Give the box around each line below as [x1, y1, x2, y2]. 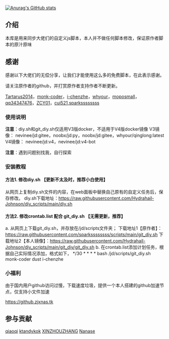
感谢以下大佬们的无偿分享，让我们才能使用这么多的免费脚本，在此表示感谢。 [5, 72, 164, 78]
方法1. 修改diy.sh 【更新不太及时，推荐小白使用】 [5, 177, 108, 183]
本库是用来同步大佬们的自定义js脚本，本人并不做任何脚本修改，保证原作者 [5, 35, 159, 41]
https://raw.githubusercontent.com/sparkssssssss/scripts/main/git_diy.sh [5, 231, 158, 237]
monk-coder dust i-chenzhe [5, 256, 64, 262]
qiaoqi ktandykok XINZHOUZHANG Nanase [5, 328, 95, 334]
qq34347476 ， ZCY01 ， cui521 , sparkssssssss [5, 100, 100, 106]
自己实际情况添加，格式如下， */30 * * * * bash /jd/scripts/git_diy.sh [9, 251, 151, 257]
